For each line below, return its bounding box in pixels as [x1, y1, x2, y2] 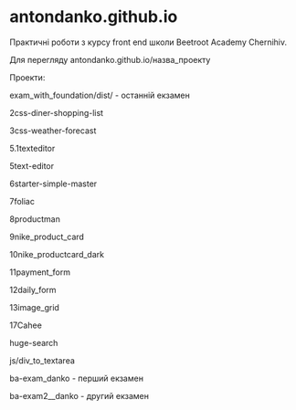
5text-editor [9, 160, 55, 171]
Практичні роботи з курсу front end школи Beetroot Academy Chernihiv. [9, 37, 288, 47]
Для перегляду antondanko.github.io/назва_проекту [9, 54, 211, 65]
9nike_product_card [9, 231, 85, 242]
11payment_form [9, 267, 71, 278]
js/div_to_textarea [9, 354, 76, 366]
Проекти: [9, 71, 46, 83]
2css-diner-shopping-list [9, 107, 103, 118]
